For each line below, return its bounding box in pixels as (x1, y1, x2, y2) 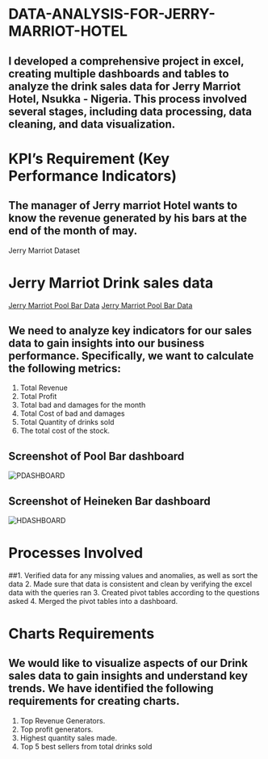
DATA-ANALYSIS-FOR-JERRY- (8, 5, 216, 23)
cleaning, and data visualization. (8, 117, 176, 131)
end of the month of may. (8, 224, 138, 238)
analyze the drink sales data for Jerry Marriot (8, 79, 241, 93)
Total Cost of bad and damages (19, 409, 125, 418)
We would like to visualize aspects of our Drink (8, 656, 249, 670)
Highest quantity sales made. (19, 732, 118, 743)
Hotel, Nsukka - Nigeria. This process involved (8, 92, 248, 106)
